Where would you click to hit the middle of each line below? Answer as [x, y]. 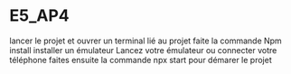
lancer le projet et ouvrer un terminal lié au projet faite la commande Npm [145, 41]
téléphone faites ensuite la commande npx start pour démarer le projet [141, 60]
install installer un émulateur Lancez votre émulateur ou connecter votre [143, 50]
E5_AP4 [39, 16]
